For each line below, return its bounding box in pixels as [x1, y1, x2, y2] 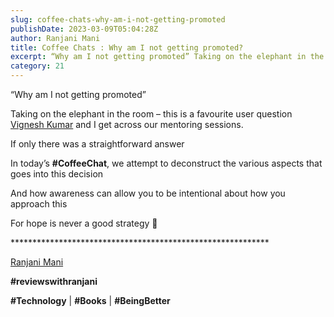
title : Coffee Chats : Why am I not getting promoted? [10, 42, 244, 53]
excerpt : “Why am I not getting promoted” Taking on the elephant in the [10, 52, 325, 62]
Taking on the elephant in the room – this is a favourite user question [10, 108, 293, 120]
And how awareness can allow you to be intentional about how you [10, 187, 286, 199]
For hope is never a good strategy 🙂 [10, 217, 158, 229]
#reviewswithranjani [10, 276, 98, 287]
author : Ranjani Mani [10, 33, 101, 43]
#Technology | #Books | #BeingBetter [10, 295, 171, 306]
